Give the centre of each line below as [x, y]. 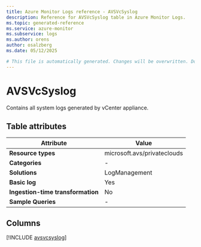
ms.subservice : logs [32, 34]
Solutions [23, 173]
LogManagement [128, 173]
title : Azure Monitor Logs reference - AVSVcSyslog [72, 12]
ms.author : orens [28, 39]
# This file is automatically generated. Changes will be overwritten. [97, 61]
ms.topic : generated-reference [45, 23]
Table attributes [36, 126]
